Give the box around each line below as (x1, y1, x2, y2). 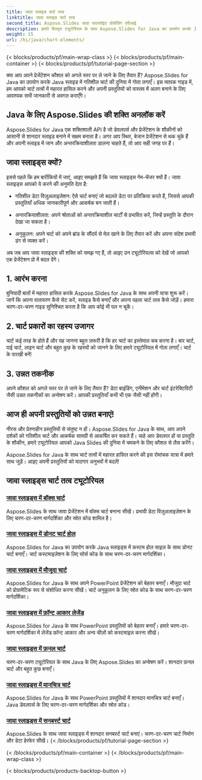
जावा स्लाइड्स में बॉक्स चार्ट (6, 494, 65, 502)
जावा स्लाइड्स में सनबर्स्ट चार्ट (6, 717, 71, 725)
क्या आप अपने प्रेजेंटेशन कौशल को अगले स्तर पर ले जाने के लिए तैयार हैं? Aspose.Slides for (6, 72, 188, 79)
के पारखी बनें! (6, 351, 32, 358)
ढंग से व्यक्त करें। (14, 237, 49, 244)
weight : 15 (6, 31, 34, 37)
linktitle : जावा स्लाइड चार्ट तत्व (6, 15, 75, 21)
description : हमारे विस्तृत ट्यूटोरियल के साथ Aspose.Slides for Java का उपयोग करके (6, 25, 192, 32)
